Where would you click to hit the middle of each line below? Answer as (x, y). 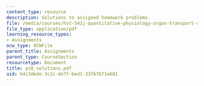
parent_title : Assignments (40, 51)
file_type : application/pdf (42, 29)
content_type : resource (36, 12)
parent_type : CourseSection (42, 57)
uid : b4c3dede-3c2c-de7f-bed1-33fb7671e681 (62, 74)
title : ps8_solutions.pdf (39, 68)
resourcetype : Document (36, 62)
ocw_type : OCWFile (29, 46)
